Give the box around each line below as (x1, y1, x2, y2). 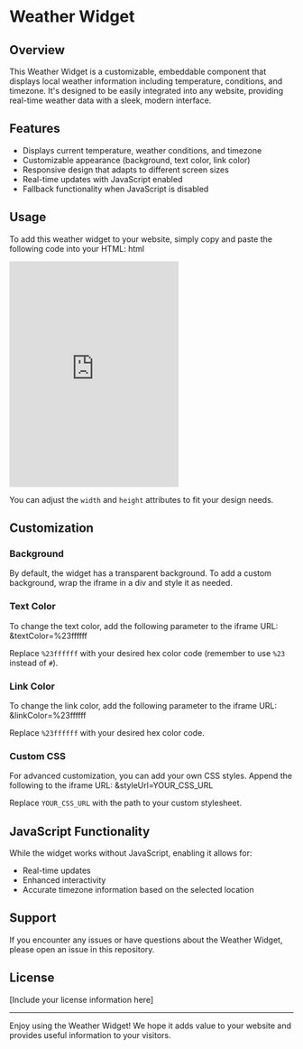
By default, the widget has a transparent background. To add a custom (9, 568, 272, 579)
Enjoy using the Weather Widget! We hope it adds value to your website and (9, 1020, 291, 1031)
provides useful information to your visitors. (9, 1029, 171, 1040)
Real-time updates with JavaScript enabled (22, 173, 183, 184)
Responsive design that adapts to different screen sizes (22, 164, 230, 175)
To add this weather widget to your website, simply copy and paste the (9, 233, 273, 245)
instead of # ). (9, 657, 59, 668)
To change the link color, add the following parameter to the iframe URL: (9, 700, 278, 710)
